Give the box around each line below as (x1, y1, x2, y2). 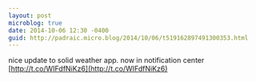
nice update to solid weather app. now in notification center (8, 56, 205, 65)
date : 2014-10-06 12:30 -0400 (8, 26, 110, 34)
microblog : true (8, 19, 62, 27)
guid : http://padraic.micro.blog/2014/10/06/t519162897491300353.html (8, 33, 249, 42)
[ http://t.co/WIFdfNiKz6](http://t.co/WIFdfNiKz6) (8, 64, 168, 74)
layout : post (8, 11, 52, 20)
